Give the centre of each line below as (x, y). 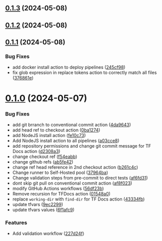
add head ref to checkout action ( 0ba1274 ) (56, 130)
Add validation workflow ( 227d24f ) (48, 233)
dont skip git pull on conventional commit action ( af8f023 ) (72, 183)
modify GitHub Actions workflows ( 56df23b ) (58, 188)
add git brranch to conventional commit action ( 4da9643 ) (72, 124)
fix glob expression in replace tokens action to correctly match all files (84, 72)
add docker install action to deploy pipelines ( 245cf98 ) (69, 67)
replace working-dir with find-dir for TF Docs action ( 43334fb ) (78, 199)
